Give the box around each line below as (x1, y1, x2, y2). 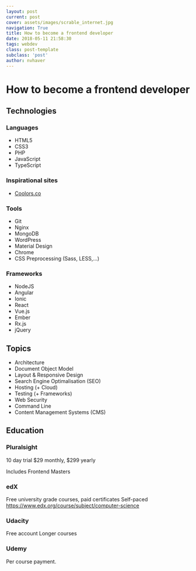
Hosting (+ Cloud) (14, 384, 58, 391)
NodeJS (14, 283, 34, 290)
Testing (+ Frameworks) (14, 390, 72, 397)
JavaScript (14, 156, 41, 163)
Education (6, 426, 44, 436)
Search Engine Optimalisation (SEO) (14, 378, 101, 385)
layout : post (6, 8, 38, 15)
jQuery (14, 326, 31, 334)
